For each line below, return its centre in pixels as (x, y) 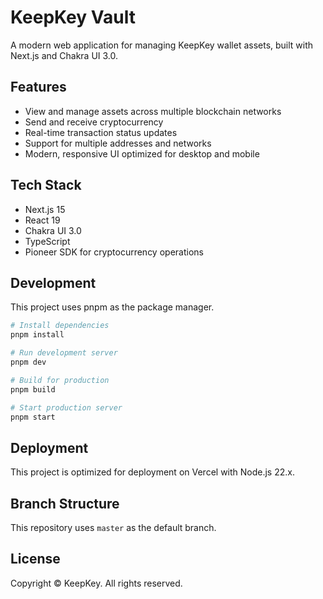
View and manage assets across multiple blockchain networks (153, 111)
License (35, 559)
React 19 (42, 220)
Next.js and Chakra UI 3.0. (64, 55)
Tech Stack (46, 185)
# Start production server (66, 407)
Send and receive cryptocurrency (94, 122)
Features (38, 87)
